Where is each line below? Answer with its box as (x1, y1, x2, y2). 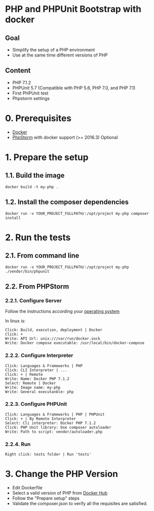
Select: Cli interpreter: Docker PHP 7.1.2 (5, 420, 96, 425)
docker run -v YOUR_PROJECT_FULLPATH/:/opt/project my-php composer (5, 211, 149, 216)
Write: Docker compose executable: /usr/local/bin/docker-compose (5, 341, 145, 346)
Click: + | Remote (5, 372, 43, 377)
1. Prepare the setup (5, 152, 89, 163)
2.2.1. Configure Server (5, 297, 62, 304)
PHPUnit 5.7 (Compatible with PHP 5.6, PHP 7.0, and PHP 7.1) (12, 85, 136, 91)
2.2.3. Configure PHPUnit (5, 401, 68, 408)
